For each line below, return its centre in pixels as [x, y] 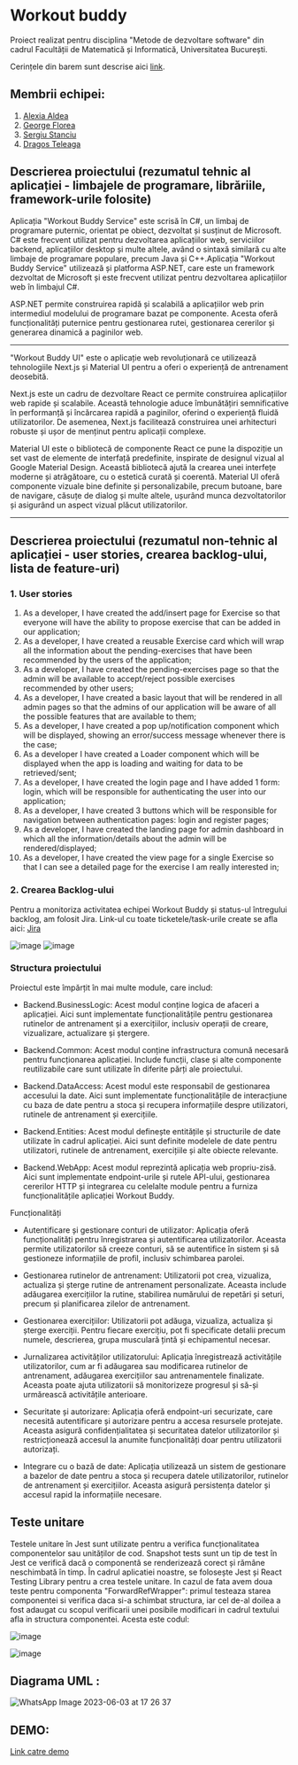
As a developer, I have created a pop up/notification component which [151, 726]
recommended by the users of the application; [107, 660]
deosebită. [30, 376]
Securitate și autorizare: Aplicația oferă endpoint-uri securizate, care [148, 1411]
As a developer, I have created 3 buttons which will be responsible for [150, 810]
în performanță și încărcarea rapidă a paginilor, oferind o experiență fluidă [145, 412]
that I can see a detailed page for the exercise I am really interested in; [151, 867]
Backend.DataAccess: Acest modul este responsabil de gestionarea [146, 1086]
